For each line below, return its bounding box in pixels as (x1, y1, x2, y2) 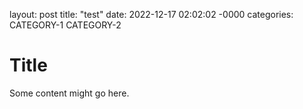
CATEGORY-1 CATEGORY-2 (9, 19, 122, 31)
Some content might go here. (9, 87, 130, 99)
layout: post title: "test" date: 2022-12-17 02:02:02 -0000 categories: (9, 9, 294, 20)
